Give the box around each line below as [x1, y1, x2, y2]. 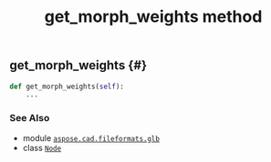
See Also [9, 112, 50, 125]
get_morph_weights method [44, 6, 263, 27]
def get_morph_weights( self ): [9, 82, 125, 91]
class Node [22, 142, 62, 153]
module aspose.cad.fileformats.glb [22, 132, 160, 143]
